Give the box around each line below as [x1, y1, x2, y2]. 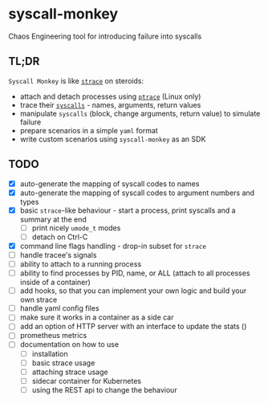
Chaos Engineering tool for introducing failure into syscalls [8, 31, 202, 41]
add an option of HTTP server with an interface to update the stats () [19, 322, 247, 332]
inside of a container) [19, 278, 91, 287]
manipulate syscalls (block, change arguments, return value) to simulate [19, 108, 261, 118]
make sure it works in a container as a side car [19, 312, 174, 322]
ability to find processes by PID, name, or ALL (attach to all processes [19, 268, 250, 278]
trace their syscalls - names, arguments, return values [19, 100, 201, 109]
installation [31, 348, 68, 358]
